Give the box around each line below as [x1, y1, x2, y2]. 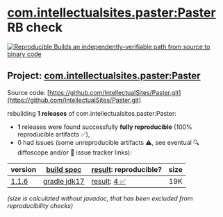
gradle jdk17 [42, 176, 85, 186]
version [10, 164, 37, 174]
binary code [7, 50, 42, 58]
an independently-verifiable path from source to [72, 42, 210, 51]
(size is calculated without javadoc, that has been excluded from [7, 194, 193, 202]
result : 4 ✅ [91, 176, 126, 186]
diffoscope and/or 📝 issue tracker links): [17, 148, 132, 157]
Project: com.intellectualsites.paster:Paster [7, 70, 201, 82]
